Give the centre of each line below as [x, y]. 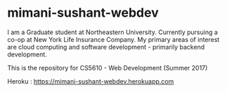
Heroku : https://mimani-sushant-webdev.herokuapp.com [91, 81]
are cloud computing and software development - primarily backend [106, 47]
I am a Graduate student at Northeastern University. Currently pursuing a [112, 32]
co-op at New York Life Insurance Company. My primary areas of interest [113, 39]
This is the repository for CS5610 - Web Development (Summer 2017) [108, 68]
